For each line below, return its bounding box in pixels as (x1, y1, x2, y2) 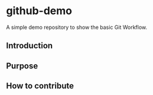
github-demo (6, 4, 73, 18)
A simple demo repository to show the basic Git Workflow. (6, 24, 148, 31)
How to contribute (6, 81, 74, 91)
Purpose (6, 61, 38, 71)
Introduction (6, 41, 53, 51)
